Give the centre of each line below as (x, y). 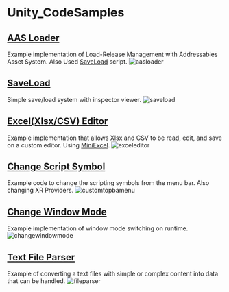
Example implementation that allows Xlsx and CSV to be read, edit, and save (115, 138)
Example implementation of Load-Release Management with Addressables (112, 54)
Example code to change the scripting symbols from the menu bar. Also (108, 183)
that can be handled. (36, 281)
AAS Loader (33, 38)
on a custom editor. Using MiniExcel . (59, 145)
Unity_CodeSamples (66, 13)
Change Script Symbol (56, 167)
